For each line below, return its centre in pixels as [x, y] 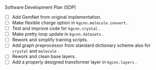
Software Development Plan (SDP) [40, 7]
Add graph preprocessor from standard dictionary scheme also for [81, 45]
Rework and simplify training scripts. [50, 40]
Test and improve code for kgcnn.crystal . [56, 28]
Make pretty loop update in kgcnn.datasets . [58, 34]
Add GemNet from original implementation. [57, 17]
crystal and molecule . [35, 51]
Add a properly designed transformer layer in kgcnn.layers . [74, 62]
